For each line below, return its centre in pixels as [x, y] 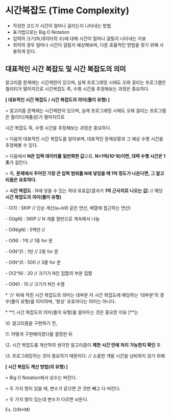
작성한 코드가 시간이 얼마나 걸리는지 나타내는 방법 [62, 26]
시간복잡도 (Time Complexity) [67, 11]
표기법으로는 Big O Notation [41, 32]
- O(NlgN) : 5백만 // [25, 230]
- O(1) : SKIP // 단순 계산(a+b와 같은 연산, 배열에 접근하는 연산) [68, 207]
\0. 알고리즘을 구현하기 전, [31, 323]
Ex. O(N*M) [18, 409]
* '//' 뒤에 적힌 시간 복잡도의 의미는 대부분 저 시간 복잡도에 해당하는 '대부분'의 [82, 295]
